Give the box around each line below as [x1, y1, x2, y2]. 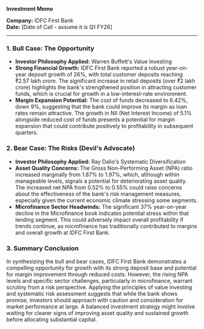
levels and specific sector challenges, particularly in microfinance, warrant [6, 277, 193, 284]
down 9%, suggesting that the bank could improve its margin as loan [15, 103, 187, 110]
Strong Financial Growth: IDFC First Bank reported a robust [15, 64, 165, 72]
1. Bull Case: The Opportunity [6, 44, 95, 52]
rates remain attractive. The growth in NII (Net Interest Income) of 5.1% [15, 109, 192, 117]
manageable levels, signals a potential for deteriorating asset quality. [15, 177, 187, 185]
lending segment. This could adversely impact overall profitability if [15, 215, 184, 223]
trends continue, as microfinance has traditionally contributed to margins [15, 222, 197, 229]
